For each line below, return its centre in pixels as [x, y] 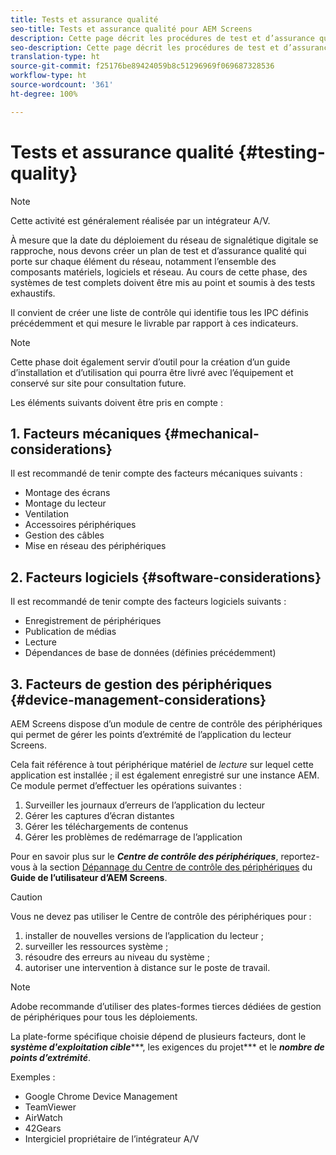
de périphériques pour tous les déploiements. [104, 1017]
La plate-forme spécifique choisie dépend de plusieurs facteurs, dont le [158, 1036]
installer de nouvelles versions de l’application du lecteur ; [144, 935]
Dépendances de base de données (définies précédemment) [150, 653]
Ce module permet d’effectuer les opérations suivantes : [126, 785]
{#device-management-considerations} [138, 699]
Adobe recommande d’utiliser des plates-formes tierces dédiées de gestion [166, 1006]
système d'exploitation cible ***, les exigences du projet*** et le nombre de [167, 1047]
